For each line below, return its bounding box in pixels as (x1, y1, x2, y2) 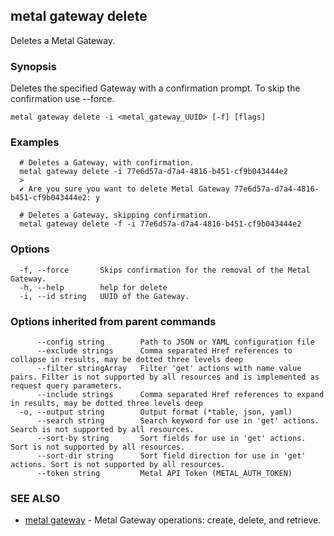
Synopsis (10, 59, 57, 73)
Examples (10, 135, 60, 149)
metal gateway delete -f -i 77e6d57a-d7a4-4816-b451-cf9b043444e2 (19, 219, 302, 229)
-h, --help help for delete (19, 282, 168, 293)
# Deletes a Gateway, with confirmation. (19, 158, 195, 168)
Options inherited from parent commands (10, 314, 217, 328)
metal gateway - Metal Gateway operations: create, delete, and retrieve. (24, 514, 322, 526)
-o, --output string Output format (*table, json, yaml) (19, 407, 293, 417)
